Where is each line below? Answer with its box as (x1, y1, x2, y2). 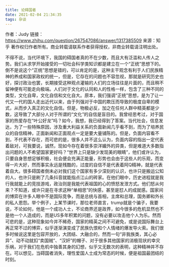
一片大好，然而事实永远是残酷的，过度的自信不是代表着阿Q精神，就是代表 (9, 162, 163, 168)
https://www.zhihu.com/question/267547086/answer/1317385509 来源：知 (5, 37, 161, 43)
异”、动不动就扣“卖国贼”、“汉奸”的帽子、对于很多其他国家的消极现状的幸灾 (5, 238, 160, 244)
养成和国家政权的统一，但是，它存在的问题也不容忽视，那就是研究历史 (14, 74, 159, 80)
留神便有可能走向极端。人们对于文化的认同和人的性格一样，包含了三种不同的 (5, 86, 164, 92)
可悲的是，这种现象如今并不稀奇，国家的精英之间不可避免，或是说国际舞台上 (5, 219, 164, 225)
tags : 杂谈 (5, 17, 27, 22)
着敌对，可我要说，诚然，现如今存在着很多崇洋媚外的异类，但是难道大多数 (5, 143, 159, 149)
